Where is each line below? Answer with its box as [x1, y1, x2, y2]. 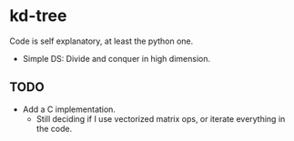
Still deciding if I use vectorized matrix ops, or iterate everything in [35, 113, 286, 124]
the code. [35, 123, 73, 134]
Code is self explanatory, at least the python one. [9, 35, 194, 46]
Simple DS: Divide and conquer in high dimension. [22, 53, 211, 64]
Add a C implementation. [22, 104, 117, 115]
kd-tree [9, 5, 67, 26]
